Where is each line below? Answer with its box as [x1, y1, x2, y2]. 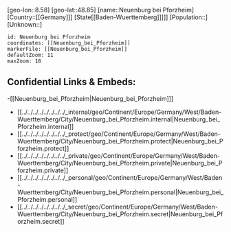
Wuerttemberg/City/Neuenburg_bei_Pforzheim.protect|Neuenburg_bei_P [16, 137, 223, 145]
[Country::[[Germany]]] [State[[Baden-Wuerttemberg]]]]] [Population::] [7, 13, 208, 21]
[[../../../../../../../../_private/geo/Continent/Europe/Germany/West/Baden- [16, 151, 220, 160]
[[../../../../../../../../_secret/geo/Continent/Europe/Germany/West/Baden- [16, 202, 219, 211]
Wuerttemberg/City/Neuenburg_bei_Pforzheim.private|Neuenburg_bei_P [16, 159, 223, 167]
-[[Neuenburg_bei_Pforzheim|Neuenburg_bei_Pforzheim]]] [7, 94, 174, 102]
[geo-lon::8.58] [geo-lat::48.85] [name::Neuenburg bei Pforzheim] [7, 6, 195, 14]
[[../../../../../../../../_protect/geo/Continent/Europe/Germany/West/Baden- [16, 130, 221, 138]
